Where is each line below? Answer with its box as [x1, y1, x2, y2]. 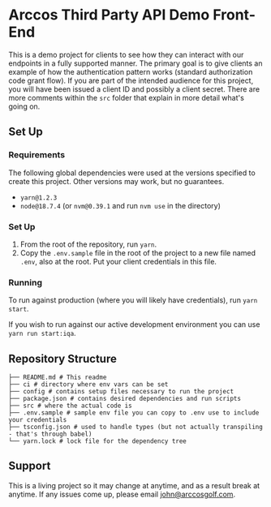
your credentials [8, 416, 67, 424]
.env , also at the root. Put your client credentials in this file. [19, 256, 217, 266]
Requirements [8, 149, 66, 161]
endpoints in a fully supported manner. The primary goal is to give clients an [8, 58, 263, 68]
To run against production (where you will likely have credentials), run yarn [8, 295, 258, 305]
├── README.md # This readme [8, 373, 107, 382]
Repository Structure [8, 351, 118, 366]
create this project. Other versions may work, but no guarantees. [8, 176, 225, 186]
